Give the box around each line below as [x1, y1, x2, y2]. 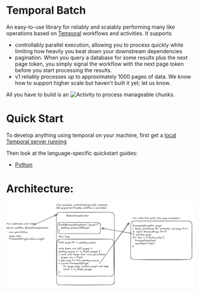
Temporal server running [6, 138, 67, 145]
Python [14, 161, 33, 168]
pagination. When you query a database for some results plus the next [14, 54, 188, 61]
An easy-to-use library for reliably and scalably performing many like [6, 23, 175, 30]
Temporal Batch [6, 4, 86, 17]
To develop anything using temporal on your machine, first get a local [6, 131, 177, 139]
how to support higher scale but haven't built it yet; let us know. [14, 79, 171, 87]
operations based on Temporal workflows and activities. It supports [6, 29, 172, 36]
